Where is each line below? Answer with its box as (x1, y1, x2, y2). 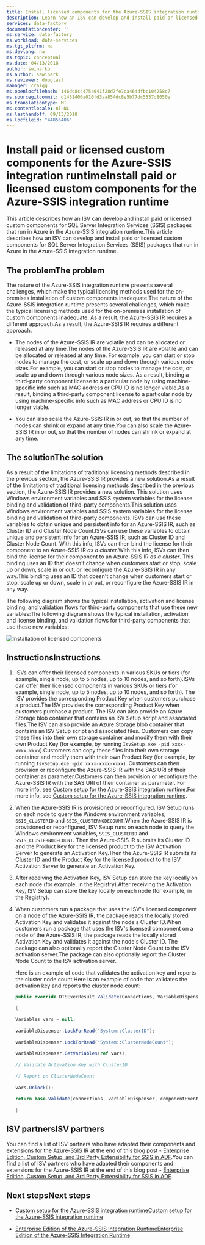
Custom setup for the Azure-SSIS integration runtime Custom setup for (15, 1207, 192, 1214)
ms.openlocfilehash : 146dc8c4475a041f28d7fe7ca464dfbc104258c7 (6, 88, 171, 95)
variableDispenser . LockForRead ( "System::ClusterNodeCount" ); (15, 1039, 174, 1045)
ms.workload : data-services (6, 37, 78, 43)
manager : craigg (6, 83, 48, 89)
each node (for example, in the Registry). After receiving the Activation (15, 880, 192, 888)
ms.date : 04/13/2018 (6, 60, 59, 66)
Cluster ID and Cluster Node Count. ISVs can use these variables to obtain (6, 527, 191, 534)
